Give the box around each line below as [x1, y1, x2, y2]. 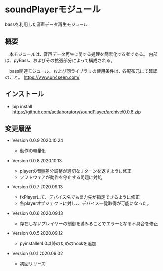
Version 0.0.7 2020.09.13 [12, 184, 63, 190]
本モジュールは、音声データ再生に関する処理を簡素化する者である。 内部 [9, 51, 158, 57]
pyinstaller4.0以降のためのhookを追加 [19, 240, 97, 247]
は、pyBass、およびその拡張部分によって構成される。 [5, 57, 115, 63]
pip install [12, 103, 32, 109]
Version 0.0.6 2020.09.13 [12, 210, 63, 216]
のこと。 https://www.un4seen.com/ [5, 74, 80, 80]
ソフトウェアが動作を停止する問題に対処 [19, 174, 102, 180]
